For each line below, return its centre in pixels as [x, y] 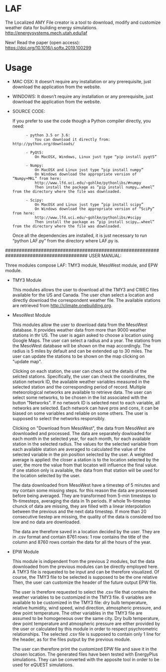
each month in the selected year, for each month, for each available [81, 439]
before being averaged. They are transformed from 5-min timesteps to [84, 496]
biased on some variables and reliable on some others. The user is [80, 413]
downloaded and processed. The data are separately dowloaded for [82, 433]
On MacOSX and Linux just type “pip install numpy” [89, 170]
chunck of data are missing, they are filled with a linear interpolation [82, 506]
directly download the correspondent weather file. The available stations [86, 300]
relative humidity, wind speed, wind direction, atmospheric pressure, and [86, 608]
